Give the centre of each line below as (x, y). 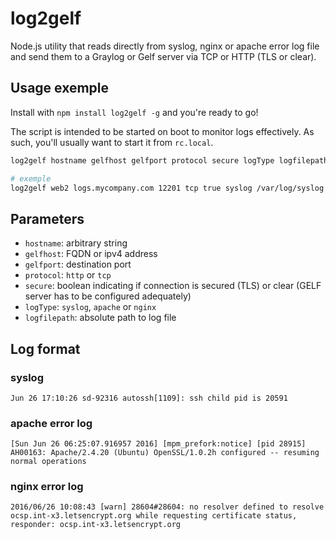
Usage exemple (60, 88)
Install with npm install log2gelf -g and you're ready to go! (134, 112)
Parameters (47, 218)
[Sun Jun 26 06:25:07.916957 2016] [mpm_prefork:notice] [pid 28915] (158, 444)
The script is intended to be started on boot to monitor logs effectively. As (162, 131)
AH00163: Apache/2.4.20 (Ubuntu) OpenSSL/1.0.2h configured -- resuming (165, 453)
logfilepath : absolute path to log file (100, 318)
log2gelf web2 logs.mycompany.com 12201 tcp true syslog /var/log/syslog (167, 188)
